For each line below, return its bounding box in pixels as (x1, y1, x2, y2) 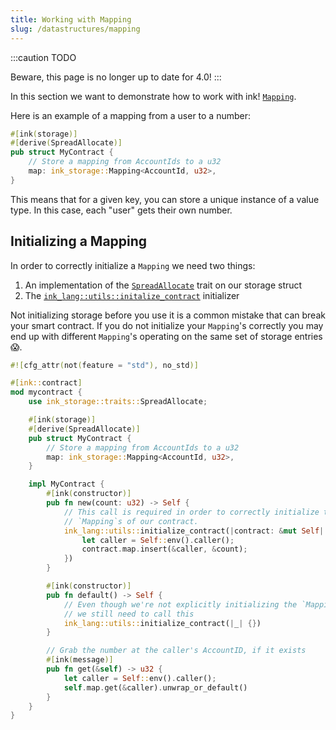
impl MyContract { (28, 479, 105, 490)
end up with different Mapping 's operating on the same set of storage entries (10, 330, 323, 342)
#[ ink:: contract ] (10, 378, 83, 388)
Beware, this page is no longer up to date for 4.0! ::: (10, 71, 222, 83)
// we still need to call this (63, 609, 195, 619)
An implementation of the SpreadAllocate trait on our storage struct (24, 279, 303, 291)
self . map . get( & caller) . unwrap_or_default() (63, 682, 248, 693)
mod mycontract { (10, 387, 83, 398)
